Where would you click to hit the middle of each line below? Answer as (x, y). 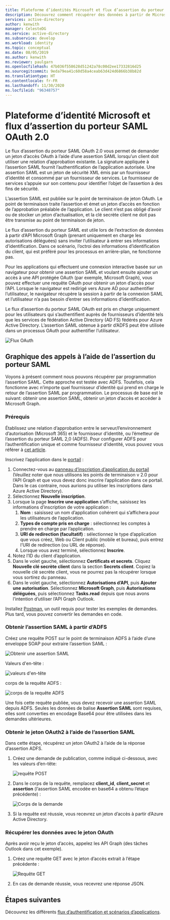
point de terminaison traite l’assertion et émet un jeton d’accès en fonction (82, 204)
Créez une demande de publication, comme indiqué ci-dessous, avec (85, 758)
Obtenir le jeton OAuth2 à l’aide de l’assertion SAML (70, 732)
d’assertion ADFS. (24, 749)
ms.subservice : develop (30, 39)
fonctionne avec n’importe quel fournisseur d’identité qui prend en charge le (85, 388)
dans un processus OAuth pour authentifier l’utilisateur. (62, 331)
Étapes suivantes (33, 900)
